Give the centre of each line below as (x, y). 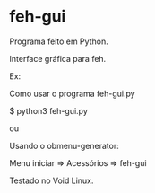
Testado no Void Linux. (52, 180)
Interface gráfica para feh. (58, 58)
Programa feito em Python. (59, 41)
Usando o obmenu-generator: (64, 145)
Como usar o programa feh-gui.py (73, 93)
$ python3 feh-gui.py (48, 110)
